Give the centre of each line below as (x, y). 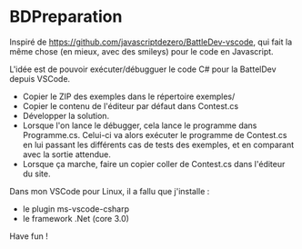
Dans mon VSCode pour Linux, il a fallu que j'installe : (110, 191)
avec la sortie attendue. (67, 154)
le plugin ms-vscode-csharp (76, 209)
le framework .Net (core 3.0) (76, 218)
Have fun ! (29, 236)
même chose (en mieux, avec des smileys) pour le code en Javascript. (142, 51)
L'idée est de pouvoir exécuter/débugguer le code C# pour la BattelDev (143, 69)
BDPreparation (66, 17)
